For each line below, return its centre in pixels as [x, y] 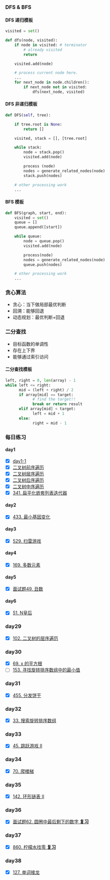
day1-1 [19, 461]
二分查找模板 [19, 369]
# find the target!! [54, 399]
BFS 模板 [14, 202]
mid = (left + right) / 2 [46, 390]
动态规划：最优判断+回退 [39, 317]
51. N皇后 [22, 613]
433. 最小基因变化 [31, 517]
